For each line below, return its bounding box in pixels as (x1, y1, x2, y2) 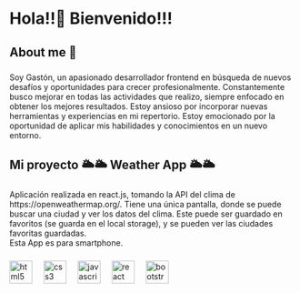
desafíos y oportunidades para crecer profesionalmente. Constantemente (9, 81, 285, 92)
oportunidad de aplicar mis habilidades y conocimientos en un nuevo (9, 120, 268, 131)
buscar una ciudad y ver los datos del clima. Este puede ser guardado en (9, 208, 284, 219)
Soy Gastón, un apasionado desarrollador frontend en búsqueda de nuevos (9, 72, 292, 83)
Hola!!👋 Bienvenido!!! (9, 8, 173, 29)
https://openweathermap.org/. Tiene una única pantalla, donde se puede (9, 198, 282, 209)
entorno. (9, 129, 42, 140)
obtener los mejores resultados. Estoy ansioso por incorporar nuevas (9, 100, 268, 112)
